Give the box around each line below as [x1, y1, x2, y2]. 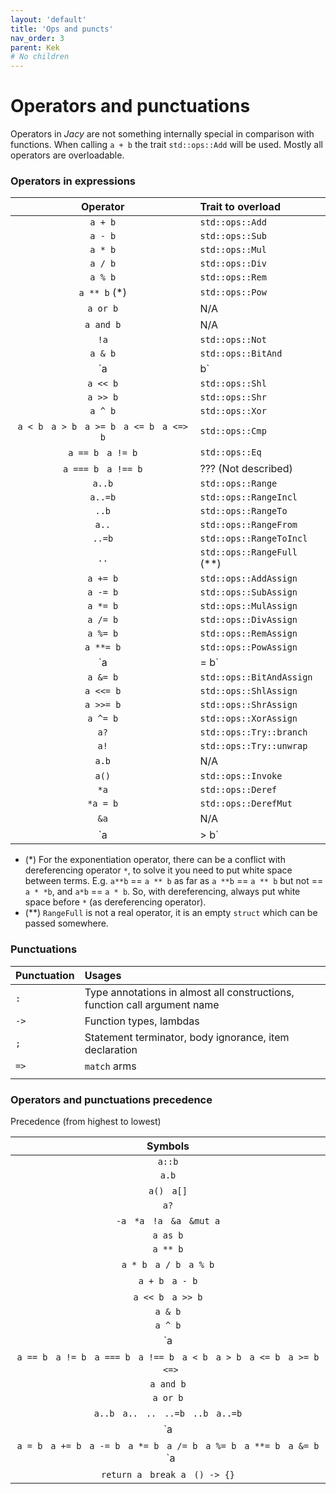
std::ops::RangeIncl [199, 492, 298, 503]
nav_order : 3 [10, 33, 65, 43]
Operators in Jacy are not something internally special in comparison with [10, 128, 315, 140]
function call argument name [84, 997, 220, 1011]
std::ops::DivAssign [199, 614, 298, 626]
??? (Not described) [199, 462, 293, 476]
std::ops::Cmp [199, 426, 267, 437]
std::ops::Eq [199, 447, 262, 458]
